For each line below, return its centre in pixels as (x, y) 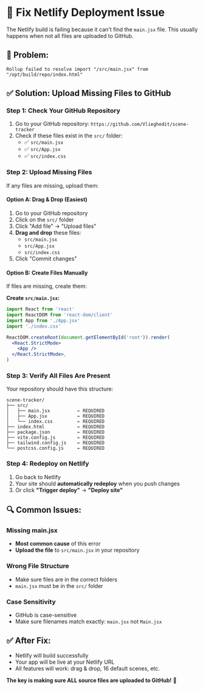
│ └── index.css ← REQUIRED (55, 422)
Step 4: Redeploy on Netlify (48, 464)
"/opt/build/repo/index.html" (45, 75)
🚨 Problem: (27, 55)
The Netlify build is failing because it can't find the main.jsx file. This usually (102, 29)
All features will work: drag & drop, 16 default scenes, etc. (87, 668)
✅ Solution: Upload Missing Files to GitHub (89, 93)
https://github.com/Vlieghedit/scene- (140, 125)
